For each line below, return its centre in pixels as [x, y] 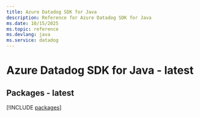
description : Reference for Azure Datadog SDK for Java [79, 18]
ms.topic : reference [33, 29]
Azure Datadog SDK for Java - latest [100, 70]
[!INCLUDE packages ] [34, 108]
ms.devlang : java [28, 35]
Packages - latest [40, 93]
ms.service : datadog [33, 40]
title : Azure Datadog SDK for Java [52, 12]
